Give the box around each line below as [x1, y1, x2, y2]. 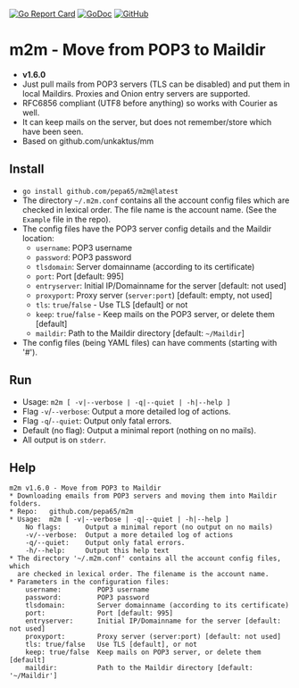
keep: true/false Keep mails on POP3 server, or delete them [25, 648, 262, 657]
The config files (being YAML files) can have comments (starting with [21, 337, 278, 348]
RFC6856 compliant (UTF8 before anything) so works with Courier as [21, 97, 278, 108]
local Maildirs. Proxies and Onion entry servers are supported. [21, 88, 251, 98]
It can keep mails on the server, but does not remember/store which [21, 116, 272, 127]
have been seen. [21, 126, 84, 137]
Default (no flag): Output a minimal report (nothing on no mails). [21, 424, 257, 435]
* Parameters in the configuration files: [9, 577, 170, 587]
